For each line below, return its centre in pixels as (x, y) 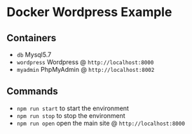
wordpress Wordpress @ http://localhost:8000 (85, 62)
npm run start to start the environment (73, 108)
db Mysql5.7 (34, 54)
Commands (33, 91)
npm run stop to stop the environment (71, 115)
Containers (32, 38)
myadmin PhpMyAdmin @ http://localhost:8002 (85, 69)
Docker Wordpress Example (89, 12)
